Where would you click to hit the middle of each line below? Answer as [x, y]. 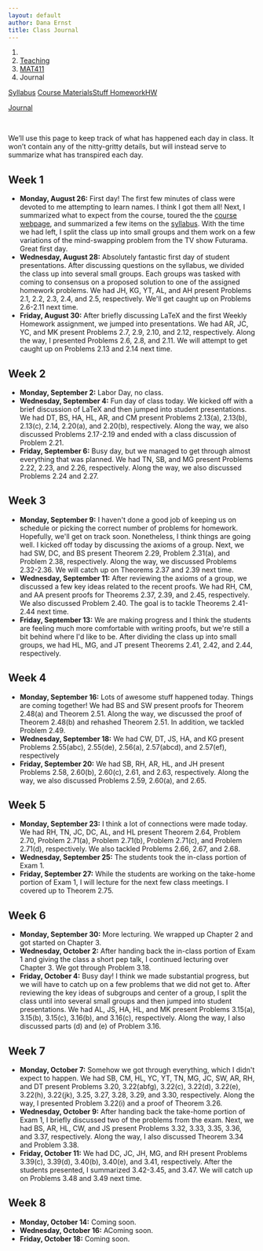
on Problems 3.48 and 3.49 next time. [81, 1179]
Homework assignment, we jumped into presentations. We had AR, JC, [134, 324]
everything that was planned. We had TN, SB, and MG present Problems [136, 459]
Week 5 [27, 805]
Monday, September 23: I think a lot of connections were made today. [133, 824]
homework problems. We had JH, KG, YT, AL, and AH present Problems [135, 291]
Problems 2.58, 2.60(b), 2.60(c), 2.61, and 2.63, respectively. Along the [134, 772]
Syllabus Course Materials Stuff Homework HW [83, 93]
